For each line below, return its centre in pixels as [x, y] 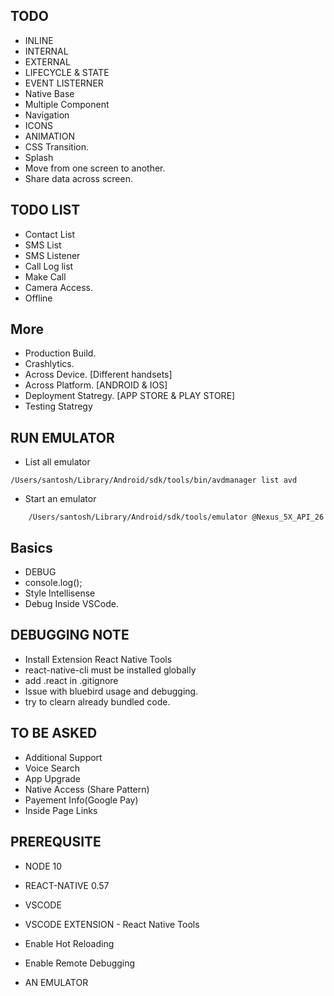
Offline [38, 298]
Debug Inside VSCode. [71, 604]
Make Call [45, 276]
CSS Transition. [57, 146]
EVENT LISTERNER [64, 83]
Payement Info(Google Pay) [81, 800]
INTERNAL [46, 51]
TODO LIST [45, 210]
